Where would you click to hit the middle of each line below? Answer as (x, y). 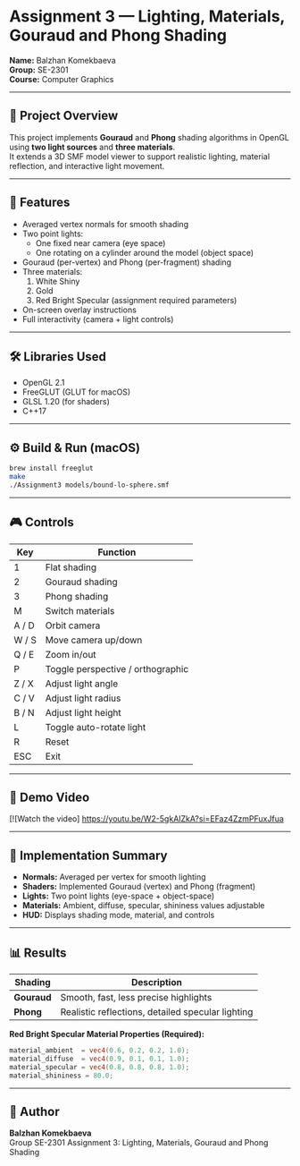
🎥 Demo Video (50, 798)
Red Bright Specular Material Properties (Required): (107, 1034)
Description (157, 983)
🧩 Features (40, 203)
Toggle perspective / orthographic (117, 668)
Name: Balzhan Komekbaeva (62, 60)
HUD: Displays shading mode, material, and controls (118, 915)
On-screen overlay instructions (79, 310)
